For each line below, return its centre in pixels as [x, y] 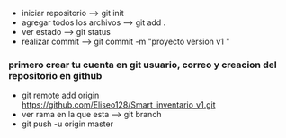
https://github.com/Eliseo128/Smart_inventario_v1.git [118, 105]
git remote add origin [60, 95]
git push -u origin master [67, 124]
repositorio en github [55, 75]
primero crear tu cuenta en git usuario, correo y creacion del [143, 65]
